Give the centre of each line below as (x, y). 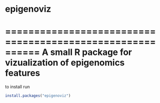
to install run (18, 87)
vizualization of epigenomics (65, 63)
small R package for (91, 52)
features (23, 73)
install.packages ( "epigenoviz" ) (38, 96)
